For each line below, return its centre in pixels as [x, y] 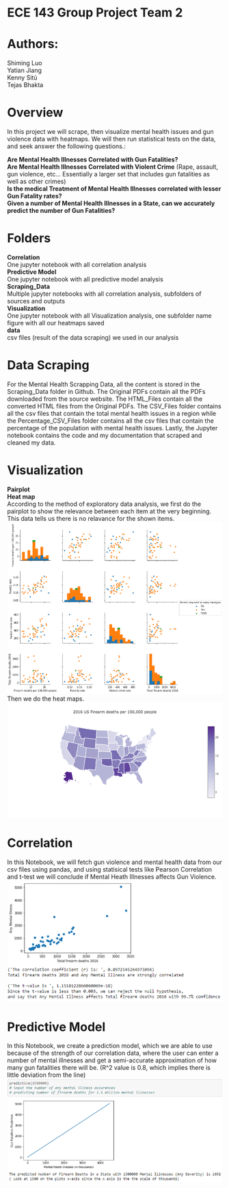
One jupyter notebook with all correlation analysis [77, 265]
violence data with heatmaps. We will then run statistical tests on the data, [111, 139]
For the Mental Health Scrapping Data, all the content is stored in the [104, 384]
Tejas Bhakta [25, 85]
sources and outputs [36, 301]
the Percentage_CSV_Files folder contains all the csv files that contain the [110, 421]
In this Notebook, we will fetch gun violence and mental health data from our [114, 862]
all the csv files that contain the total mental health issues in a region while [112, 413]
